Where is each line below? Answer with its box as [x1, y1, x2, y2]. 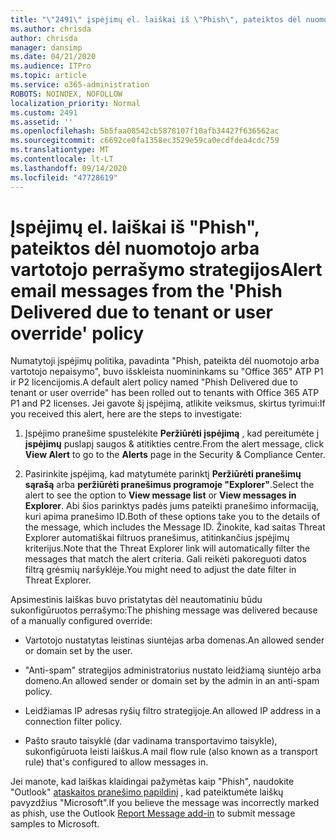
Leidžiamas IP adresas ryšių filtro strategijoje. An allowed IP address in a [24, 705, 322, 717]
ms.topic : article [10, 71, 87, 81]
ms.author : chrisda [10, 24, 92, 34]
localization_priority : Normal [10, 98, 141, 108]
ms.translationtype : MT [10, 145, 110, 155]
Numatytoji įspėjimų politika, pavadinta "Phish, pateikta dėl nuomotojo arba [10, 355, 320, 367]
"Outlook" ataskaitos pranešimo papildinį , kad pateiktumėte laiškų [10, 786, 284, 798]
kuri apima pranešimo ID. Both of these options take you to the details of [24, 511, 321, 523]
